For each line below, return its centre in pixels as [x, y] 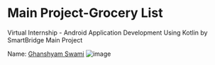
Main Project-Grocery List [85, 13]
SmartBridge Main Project [45, 40]
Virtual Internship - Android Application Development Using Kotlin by [107, 32]
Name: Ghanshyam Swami [46, 54]
